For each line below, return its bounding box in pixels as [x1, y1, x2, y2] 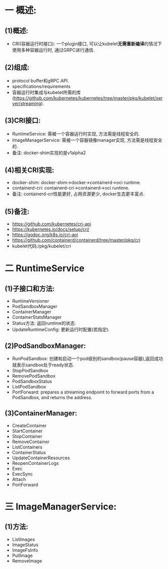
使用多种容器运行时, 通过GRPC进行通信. [12, 47, 95, 53]
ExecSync [12, 471, 33, 477]
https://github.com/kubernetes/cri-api [12, 221, 91, 227]
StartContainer [12, 428, 43, 434]
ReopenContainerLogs [12, 460, 59, 466]
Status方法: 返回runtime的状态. [12, 320, 76, 326]
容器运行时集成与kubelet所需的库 [12, 89, 81, 95]
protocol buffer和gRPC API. [12, 77, 69, 83]
